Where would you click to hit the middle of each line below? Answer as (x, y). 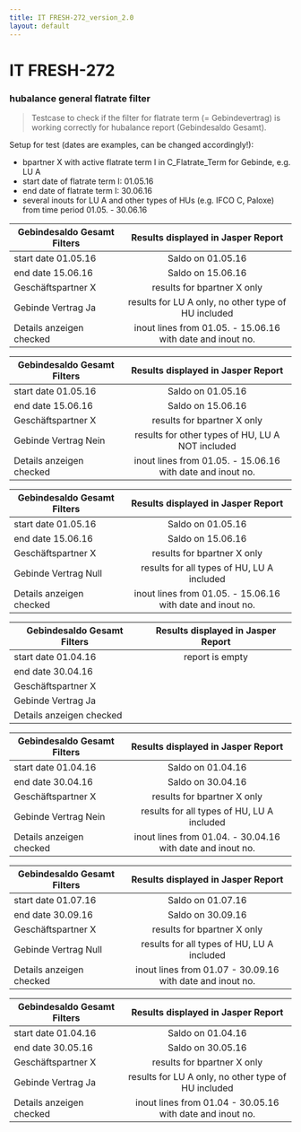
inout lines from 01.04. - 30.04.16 (207, 837)
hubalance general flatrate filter (80, 98)
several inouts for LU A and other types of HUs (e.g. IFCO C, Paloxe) (148, 200)
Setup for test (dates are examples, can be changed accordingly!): (131, 144)
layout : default (39, 26)
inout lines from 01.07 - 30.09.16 (207, 970)
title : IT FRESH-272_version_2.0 (72, 17)
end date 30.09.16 (54, 914)
